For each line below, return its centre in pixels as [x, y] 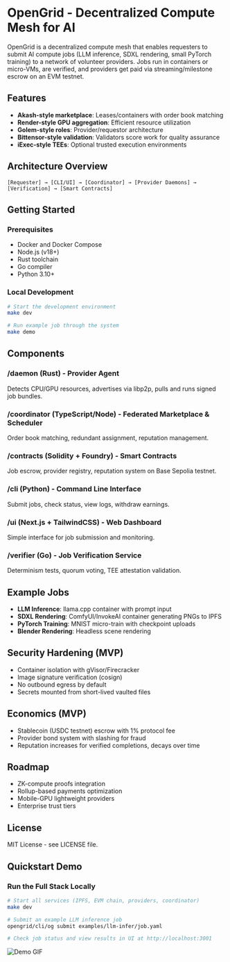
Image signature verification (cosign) [70, 677]
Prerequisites [30, 229]
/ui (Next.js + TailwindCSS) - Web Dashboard [84, 522]
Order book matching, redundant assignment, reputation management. [108, 438]
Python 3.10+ [36, 274]
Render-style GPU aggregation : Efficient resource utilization [104, 122]
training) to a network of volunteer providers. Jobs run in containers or [108, 61]
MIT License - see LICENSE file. [53, 845]
